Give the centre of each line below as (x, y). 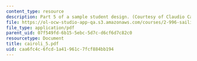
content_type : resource (35, 11)
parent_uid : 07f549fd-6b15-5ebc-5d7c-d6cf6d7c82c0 (69, 33)
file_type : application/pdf (40, 28)
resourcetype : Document (35, 38)
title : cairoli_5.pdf (33, 44)
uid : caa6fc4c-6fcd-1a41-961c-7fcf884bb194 (60, 49)
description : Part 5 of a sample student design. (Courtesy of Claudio (95, 17)
